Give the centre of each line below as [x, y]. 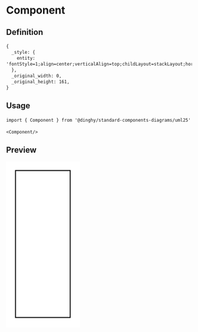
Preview [22, 150]
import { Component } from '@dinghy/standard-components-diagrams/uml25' [99, 120]
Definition [24, 32]
